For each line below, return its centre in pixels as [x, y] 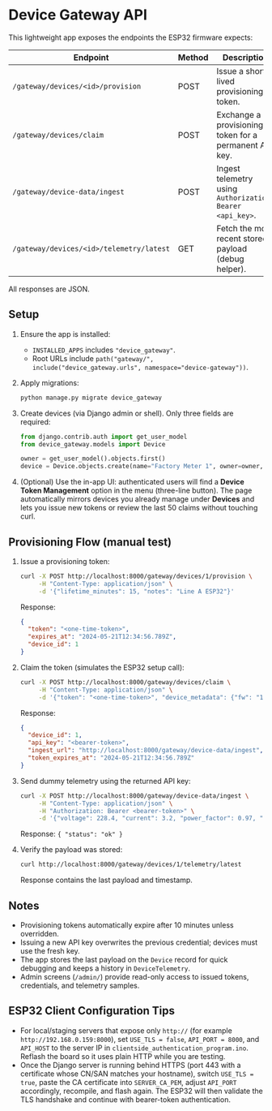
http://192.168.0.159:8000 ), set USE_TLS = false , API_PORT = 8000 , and [140, 1039]
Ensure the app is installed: [65, 334]
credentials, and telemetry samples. [80, 985]
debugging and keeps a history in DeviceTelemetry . [105, 968]
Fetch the [234, 228]
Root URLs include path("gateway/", [93, 358]
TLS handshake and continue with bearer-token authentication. [125, 1099]
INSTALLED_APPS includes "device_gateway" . [104, 350]
